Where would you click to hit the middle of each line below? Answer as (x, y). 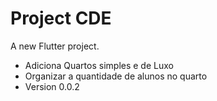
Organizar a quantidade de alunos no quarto (116, 76)
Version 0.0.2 (52, 86)
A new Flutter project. (55, 46)
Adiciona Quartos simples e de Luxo (99, 65)
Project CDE (61, 18)
